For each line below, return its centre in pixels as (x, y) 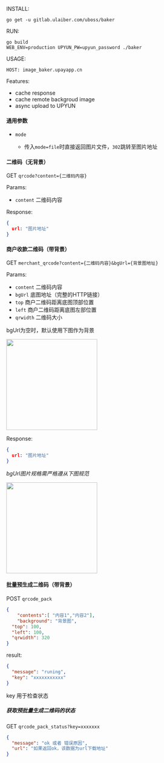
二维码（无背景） (28, 162)
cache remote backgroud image (55, 99)
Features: (18, 81)
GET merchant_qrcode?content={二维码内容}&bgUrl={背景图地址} (82, 263)
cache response (35, 93)
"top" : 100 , (27, 627)
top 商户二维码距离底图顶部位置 (54, 302)
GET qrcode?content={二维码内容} (47, 176)
